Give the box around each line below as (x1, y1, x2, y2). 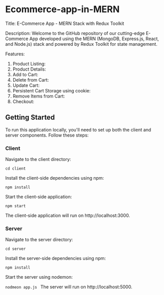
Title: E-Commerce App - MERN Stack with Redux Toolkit (5, 20, 125, 26)
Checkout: (12, 98, 34, 105)
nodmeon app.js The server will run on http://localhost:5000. (5, 284, 133, 290)
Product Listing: (12, 60, 46, 67)
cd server (5, 246, 26, 252)
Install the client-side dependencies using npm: (5, 175, 104, 181)
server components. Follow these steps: (5, 132, 89, 138)
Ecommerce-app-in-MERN (5, 4, 120, 15)
